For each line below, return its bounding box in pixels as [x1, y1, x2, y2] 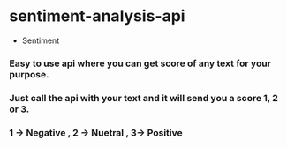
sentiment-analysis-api [9, 6, 185, 26]
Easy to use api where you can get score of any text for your [9, 57, 272, 70]
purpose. [9, 68, 49, 80]
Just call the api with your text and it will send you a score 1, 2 [9, 92, 278, 104]
